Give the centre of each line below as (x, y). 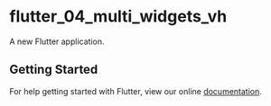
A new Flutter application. (57, 41)
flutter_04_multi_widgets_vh (118, 17)
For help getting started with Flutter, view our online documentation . (135, 91)
